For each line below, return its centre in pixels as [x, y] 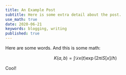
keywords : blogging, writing [36, 29]
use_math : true [21, 19]
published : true [22, 33]
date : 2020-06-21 [24, 24]
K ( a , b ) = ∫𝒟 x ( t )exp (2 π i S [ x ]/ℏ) [85, 58]
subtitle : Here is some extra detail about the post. [64, 15]
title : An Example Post [30, 10]
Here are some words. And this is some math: [53, 48]
